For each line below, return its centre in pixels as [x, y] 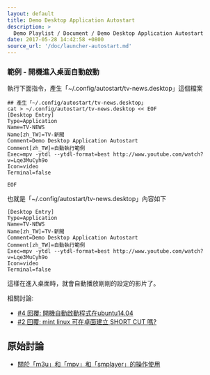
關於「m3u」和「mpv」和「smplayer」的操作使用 [89, 365]
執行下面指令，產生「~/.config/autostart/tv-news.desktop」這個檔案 [105, 89]
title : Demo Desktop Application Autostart [71, 20]
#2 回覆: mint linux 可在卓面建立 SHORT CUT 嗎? [87, 322]
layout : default [31, 14]
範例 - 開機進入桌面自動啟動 [53, 72]
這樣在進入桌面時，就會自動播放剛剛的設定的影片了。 [83, 284]
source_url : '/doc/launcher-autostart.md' [70, 46]
